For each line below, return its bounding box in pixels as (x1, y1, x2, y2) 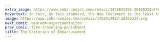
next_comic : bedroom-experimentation (5, 20, 82, 26)
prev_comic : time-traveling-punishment (5, 25, 86, 30)
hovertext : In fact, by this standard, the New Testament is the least (5, 12, 154, 16)
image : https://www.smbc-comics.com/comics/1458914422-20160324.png (5, 16, 147, 21)
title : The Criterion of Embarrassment (5, 29, 86, 34)
